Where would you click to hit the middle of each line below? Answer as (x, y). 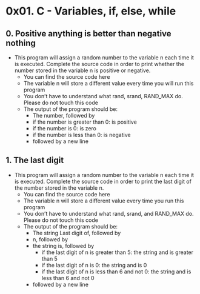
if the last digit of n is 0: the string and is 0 (94, 265)
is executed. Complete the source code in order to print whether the (99, 64)
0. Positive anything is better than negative (88, 34)
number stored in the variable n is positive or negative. (82, 70)
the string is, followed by (63, 246)
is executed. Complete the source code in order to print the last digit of (103, 181)
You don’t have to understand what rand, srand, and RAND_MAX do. (109, 213)
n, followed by (50, 239)
